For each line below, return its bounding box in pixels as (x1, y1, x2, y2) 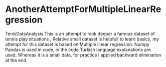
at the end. (5, 57, 28, 63)
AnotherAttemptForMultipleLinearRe (5, 3, 161, 15)
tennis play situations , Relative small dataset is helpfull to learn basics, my (5, 36, 159, 42)
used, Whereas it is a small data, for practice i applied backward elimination (5, 51, 161, 58)
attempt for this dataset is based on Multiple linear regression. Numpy (5, 41, 149, 47)
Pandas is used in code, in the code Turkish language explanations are (5, 46, 151, 52)
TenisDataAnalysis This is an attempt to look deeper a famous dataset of (5, 30, 155, 36)
